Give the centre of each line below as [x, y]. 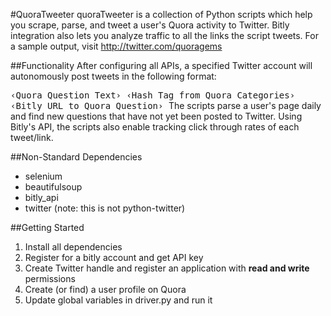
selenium [43, 176]
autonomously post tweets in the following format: [113, 76]
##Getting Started [47, 227]
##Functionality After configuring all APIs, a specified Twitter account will [161, 65]
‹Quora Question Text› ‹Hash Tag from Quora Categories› [153, 95]
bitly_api [41, 197]
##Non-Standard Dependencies [76, 157]
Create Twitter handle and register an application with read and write [167, 268]
